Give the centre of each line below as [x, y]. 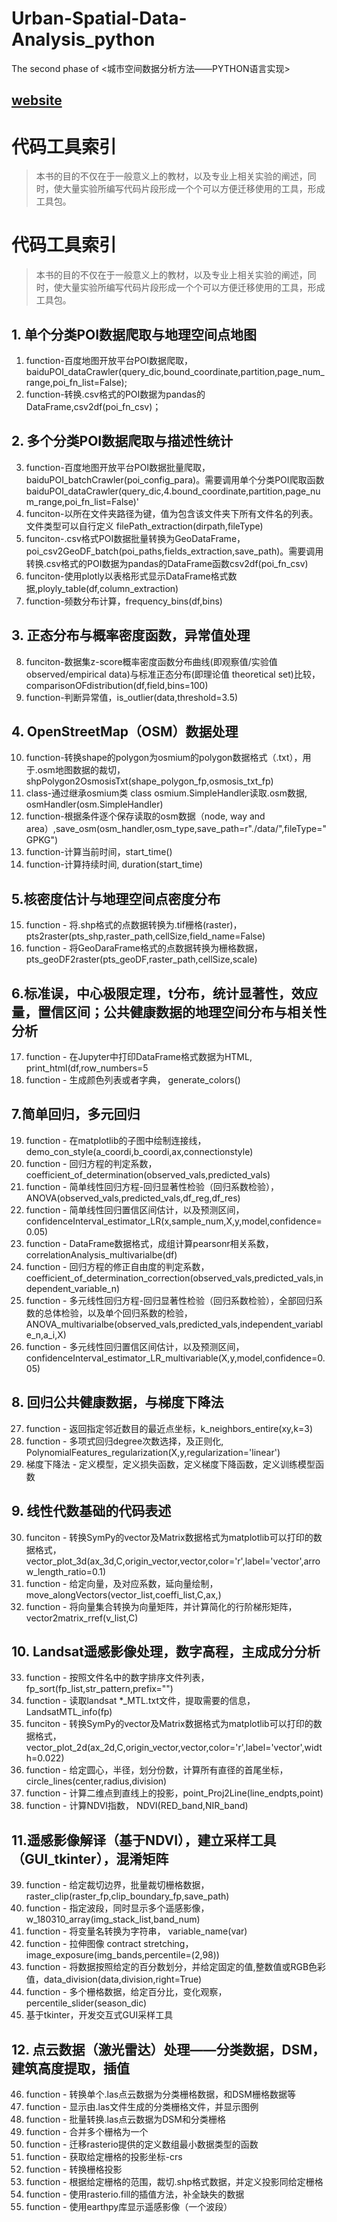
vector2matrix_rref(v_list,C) [82, 1618]
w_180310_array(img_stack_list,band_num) [113, 1919]
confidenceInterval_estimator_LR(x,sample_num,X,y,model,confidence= [174, 1221]
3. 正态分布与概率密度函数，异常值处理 [131, 635]
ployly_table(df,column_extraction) [108, 588]
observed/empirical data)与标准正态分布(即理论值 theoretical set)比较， [173, 674]
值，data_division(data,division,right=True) [114, 1979]
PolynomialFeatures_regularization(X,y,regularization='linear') [153, 1452]
